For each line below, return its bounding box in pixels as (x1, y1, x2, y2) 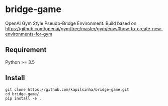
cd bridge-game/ (5, 91, 39, 96)
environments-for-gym (5, 31, 53, 37)
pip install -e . (5, 96, 42, 101)
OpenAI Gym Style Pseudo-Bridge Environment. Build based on (5, 20, 137, 26)
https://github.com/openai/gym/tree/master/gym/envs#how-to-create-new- (5, 25, 163, 31)
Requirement (5, 45, 47, 54)
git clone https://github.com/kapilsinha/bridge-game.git (5, 87, 129, 92)
